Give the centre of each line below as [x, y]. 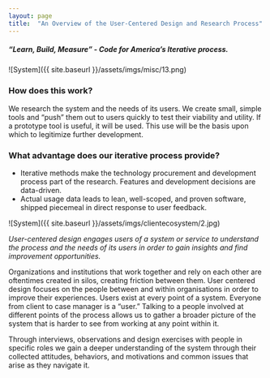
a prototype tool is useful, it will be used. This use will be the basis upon [129, 126]
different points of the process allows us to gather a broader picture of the [133, 315]
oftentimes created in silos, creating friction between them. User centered [132, 281]
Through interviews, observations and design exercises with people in [126, 339]
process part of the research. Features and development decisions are [138, 182]
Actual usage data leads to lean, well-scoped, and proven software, [133, 199]
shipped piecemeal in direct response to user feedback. [114, 208]
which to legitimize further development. [76, 134]
